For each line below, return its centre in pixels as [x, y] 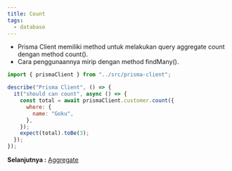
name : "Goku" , [53, 113]
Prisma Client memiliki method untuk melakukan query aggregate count [121, 47]
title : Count [26, 14]
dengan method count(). [53, 54]
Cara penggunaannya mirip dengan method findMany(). [98, 62]
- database [30, 27]
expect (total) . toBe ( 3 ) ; [55, 133]
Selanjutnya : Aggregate [43, 160]
